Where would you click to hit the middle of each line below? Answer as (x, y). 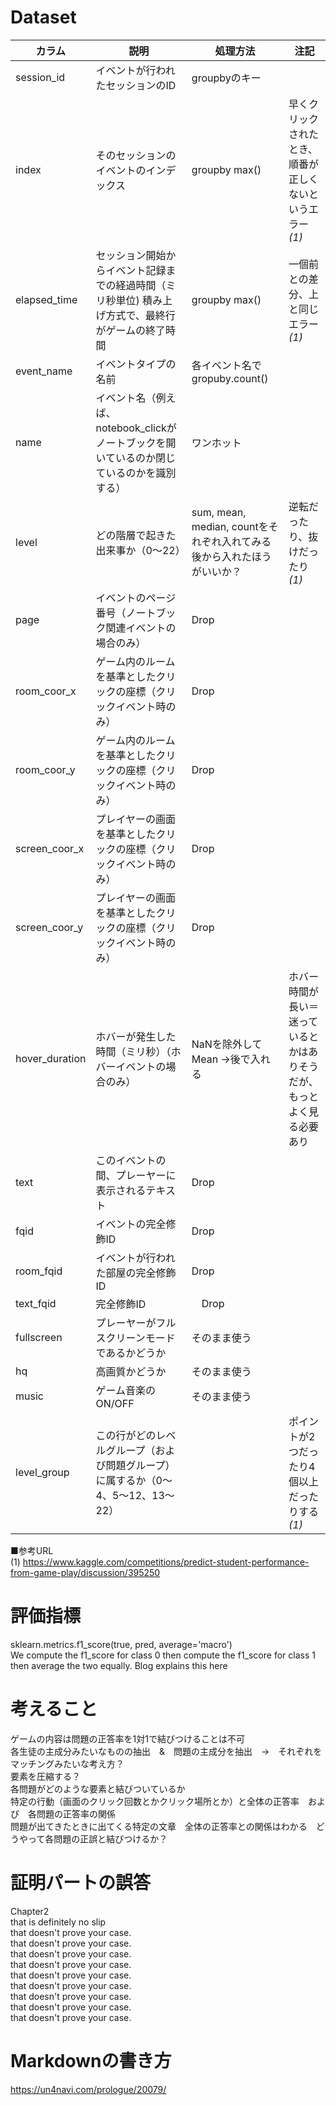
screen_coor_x (50, 848)
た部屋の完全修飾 (136, 1273)
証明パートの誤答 (81, 1883)
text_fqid (36, 1303)
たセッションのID (136, 85)
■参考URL (32, 1550)
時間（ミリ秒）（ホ (138, 1051)
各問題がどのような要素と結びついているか (98, 1788)
